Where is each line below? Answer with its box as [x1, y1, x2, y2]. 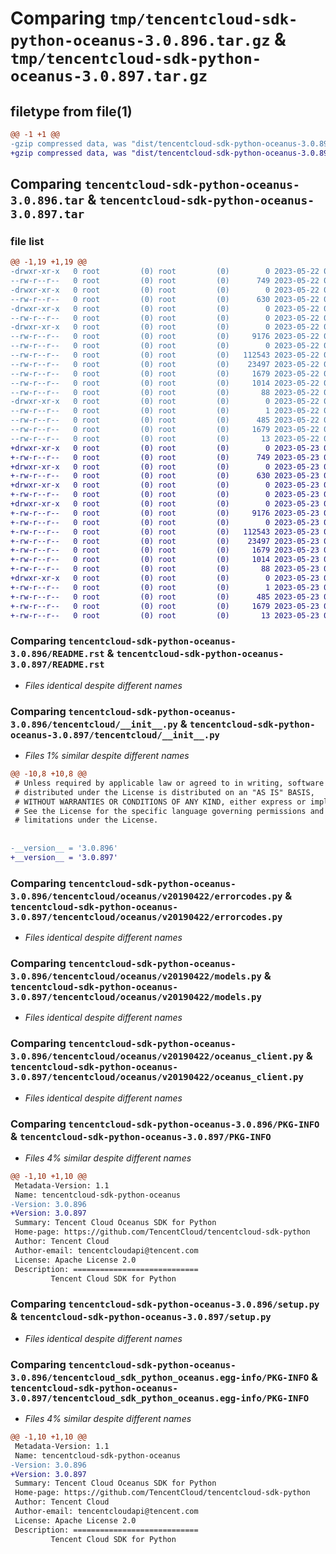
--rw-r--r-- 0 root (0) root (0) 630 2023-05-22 [10, 294, 320, 304]
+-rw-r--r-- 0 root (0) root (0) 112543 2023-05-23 [10, 527, 320, 537]
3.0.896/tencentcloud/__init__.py [10, 718, 178, 730]
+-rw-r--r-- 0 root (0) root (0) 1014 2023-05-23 [10, 555, 320, 565]
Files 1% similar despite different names [24, 750, 190, 762]
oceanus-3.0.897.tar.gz [10, 67, 208, 86]
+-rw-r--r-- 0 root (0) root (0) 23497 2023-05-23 [10, 536, 320, 546]
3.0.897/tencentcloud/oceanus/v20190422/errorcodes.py [10, 911, 283, 922]
